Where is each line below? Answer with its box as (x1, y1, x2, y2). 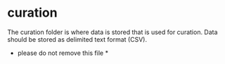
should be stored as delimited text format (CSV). (7, 35, 148, 43)
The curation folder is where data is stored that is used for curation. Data (7, 28, 218, 36)
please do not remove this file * (17, 49, 109, 57)
